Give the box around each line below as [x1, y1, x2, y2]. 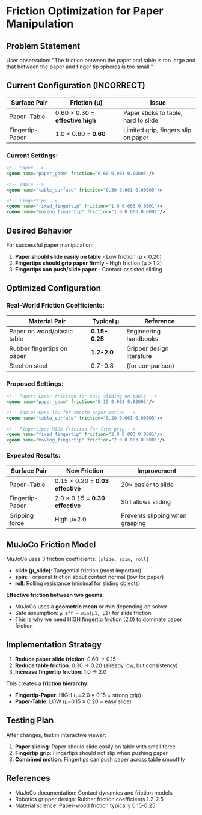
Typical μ [92, 317, 120, 325]
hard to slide [123, 116, 158, 124]
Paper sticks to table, [123, 108, 183, 117]
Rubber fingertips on [9, 344, 68, 353]
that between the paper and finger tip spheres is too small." [6, 63, 153, 70]
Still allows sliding [121, 498, 171, 506]
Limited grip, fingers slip [123, 126, 192, 134]
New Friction [66, 467, 104, 475]
